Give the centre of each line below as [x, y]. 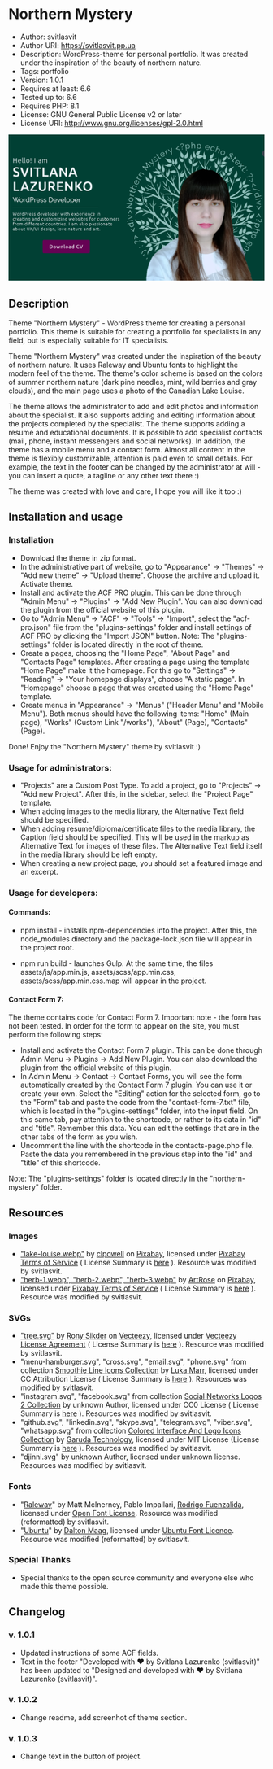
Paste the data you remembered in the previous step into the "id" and [136, 1154]
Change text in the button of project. [81, 1756]
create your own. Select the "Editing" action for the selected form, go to [140, 1094]
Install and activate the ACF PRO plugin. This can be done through [131, 592]
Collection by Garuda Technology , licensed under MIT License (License [140, 1439]
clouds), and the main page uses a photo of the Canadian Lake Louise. [127, 391]
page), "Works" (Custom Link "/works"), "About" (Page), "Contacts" [134, 722]
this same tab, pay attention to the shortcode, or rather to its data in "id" [141, 1120]
